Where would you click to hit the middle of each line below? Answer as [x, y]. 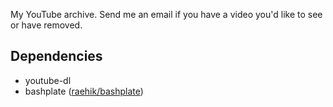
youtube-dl [48, 80]
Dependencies [56, 56]
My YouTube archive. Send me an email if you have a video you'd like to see [166, 14]
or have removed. [46, 25]
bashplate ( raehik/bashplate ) [84, 91]
